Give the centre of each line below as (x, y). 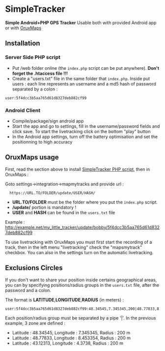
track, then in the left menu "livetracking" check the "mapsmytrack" (74, 247)
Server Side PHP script (33, 58)
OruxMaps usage (32, 158)
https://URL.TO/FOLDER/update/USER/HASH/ (53, 193)
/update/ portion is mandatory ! (44, 207)
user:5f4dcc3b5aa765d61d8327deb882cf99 (46, 98)
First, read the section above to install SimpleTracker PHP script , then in (78, 169)
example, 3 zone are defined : (35, 323)
